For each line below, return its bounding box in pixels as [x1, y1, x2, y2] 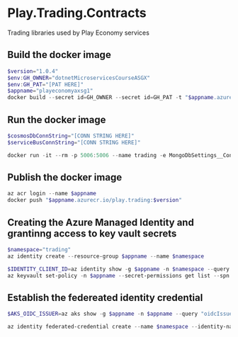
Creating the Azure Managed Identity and [7, 216, 195, 228]
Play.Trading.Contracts [7, 5, 147, 21]
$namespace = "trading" [7, 246, 72, 253]
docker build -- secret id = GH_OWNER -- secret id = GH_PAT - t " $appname [7, 94, 214, 101]
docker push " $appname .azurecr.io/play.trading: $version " [7, 197, 182, 204]
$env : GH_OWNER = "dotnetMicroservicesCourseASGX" [7, 74, 151, 81]
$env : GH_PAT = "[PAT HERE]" [7, 81, 84, 88]
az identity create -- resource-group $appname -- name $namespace [7, 253, 204, 260]
